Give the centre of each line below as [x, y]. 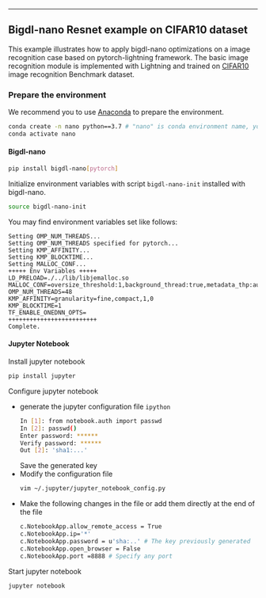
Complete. [25, 326]
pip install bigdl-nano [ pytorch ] [63, 169]
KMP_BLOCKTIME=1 [35, 306]
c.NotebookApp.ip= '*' [55, 534]
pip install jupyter [42, 376]
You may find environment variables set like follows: [93, 222]
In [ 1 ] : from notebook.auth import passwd [91, 421]
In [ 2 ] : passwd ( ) [48, 429]
